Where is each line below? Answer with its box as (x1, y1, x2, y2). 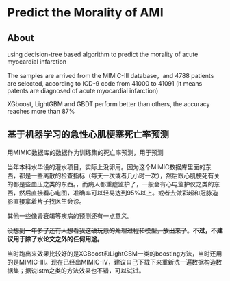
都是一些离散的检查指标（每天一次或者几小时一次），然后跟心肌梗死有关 (18, 171, 220, 180)
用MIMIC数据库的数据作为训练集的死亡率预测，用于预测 (7, 148, 164, 156)
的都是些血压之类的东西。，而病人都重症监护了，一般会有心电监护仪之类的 (7, 180, 214, 188)
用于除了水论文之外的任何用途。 (12, 234, 103, 243)
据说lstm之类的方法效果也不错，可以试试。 (25, 266, 145, 275)
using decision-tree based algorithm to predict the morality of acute (7, 50, 199, 58)
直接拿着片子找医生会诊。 (12, 197, 86, 205)
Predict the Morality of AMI (7, 5, 164, 21)
